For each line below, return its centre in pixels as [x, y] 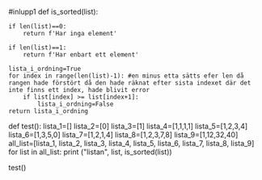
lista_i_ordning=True [45, 69]
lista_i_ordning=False [76, 104]
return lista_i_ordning [49, 111]
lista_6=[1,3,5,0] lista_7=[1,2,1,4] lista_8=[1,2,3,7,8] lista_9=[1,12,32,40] [123, 135]
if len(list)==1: [38, 48]
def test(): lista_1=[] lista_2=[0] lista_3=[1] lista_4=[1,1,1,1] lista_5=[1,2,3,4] [128, 126]
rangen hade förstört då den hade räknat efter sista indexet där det [130, 83]
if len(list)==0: [38, 27]
